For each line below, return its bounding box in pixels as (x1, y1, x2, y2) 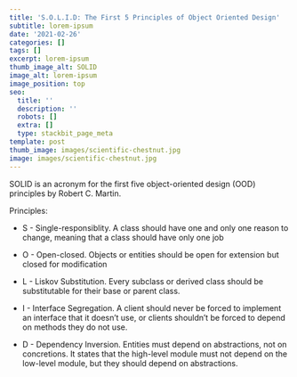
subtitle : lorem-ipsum (9, 21, 93, 30)
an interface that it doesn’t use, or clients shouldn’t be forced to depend (21, 312, 286, 323)
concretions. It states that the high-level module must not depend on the (21, 348, 288, 359)
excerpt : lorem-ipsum (9, 54, 90, 63)
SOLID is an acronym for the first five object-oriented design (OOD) (9, 178, 256, 189)
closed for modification (21, 258, 108, 269)
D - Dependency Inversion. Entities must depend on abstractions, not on (21, 339, 287, 349)
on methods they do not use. (21, 322, 128, 332)
